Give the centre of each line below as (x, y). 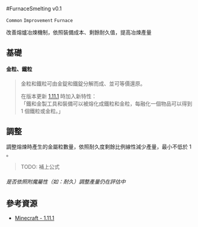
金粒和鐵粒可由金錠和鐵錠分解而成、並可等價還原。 (83, 83)
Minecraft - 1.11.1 (34, 218)
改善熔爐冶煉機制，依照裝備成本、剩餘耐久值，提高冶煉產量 (79, 32)
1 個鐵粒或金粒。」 (42, 111)
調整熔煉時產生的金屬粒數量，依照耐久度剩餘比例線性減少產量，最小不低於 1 (99, 147)
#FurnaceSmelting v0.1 (34, 9)
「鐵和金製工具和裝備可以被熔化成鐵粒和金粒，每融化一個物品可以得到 (106, 103)
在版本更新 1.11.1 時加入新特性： (59, 96)
